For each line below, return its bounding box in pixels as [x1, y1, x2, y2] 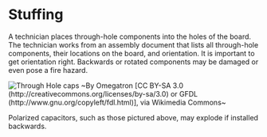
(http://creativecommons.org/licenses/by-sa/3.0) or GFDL [8, 89, 198, 98]
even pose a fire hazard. [8, 65, 88, 74]
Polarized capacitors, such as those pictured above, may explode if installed [8, 112, 259, 122]
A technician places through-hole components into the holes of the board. [8, 32, 252, 41]
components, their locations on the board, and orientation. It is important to [8, 48, 255, 58]
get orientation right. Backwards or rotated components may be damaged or [8, 57, 259, 67]
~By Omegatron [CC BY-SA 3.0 [80, 81, 183, 90]
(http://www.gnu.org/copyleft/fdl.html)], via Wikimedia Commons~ [8, 97, 226, 107]
